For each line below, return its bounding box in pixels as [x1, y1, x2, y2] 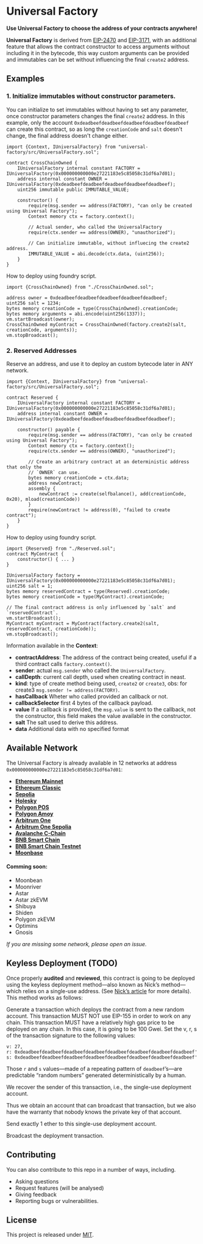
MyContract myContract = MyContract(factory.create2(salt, [6, 620, 160, 626]
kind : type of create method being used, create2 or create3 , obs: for [15, 679, 187, 687]
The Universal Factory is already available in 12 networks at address [6, 759, 177, 766]
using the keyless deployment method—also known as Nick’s [6, 980, 160, 988]
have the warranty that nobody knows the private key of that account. [6, 1108, 182, 1116]
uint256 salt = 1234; [6, 300, 62, 306]
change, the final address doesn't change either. [6, 131, 128, 139]
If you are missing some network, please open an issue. [6, 940, 147, 947]
